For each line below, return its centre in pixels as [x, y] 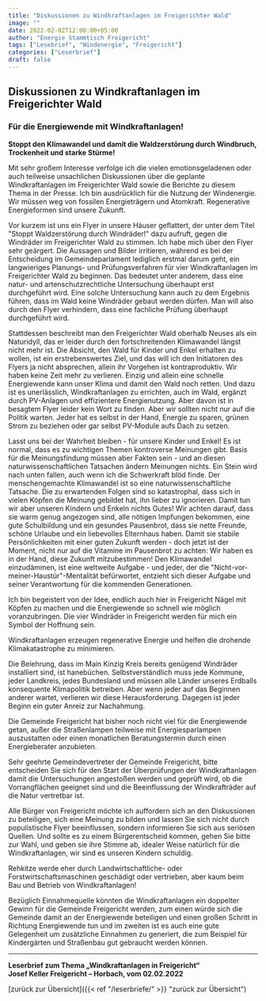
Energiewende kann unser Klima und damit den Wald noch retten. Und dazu [132, 383]
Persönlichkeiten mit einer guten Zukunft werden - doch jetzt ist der [119, 542]
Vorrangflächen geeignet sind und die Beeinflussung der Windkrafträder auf [132, 787]
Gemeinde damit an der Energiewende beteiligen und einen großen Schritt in [133, 917]
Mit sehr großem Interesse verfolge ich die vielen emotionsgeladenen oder [130, 168]
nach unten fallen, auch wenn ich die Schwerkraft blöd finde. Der [114, 474]
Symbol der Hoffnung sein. [52, 624]
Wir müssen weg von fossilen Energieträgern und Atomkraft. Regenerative [129, 201]
